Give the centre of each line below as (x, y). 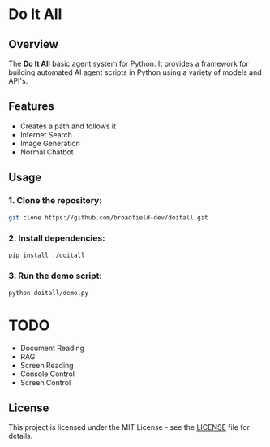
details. (21, 436)
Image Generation (50, 143)
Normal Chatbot (47, 152)
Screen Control (45, 382)
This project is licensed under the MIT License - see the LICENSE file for (129, 427)
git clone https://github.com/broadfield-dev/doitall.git (108, 217)
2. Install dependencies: (57, 238)
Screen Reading (47, 365)
